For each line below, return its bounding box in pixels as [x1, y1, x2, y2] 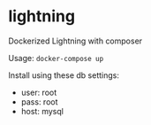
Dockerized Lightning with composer [8, 35, 143, 46]
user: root [20, 87, 57, 98]
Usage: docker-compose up [8, 52, 104, 63]
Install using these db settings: [8, 69, 120, 81]
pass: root [20, 96, 58, 107]
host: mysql [20, 105, 64, 116]
